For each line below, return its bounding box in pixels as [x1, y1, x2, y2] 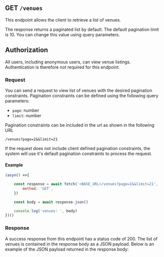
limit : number [12, 112, 41, 118]
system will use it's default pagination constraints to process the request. [5, 151, 152, 156]
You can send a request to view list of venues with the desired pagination [5, 87, 152, 93]
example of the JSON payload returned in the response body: [5, 246, 129, 252]
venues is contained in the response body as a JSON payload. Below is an [5, 241, 155, 247]
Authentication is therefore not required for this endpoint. [5, 64, 120, 70]
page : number [12, 107, 40, 113]
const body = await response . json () [14, 200, 89, 205]
